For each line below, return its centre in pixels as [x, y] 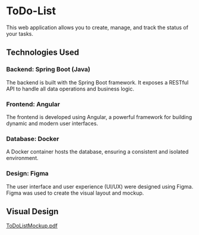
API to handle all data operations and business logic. [70, 89]
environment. [22, 158]
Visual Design [32, 211]
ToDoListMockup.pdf [32, 226]
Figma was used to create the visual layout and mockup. [75, 193]
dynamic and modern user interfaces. [52, 123]
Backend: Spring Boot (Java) [48, 70]
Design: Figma [27, 174]
